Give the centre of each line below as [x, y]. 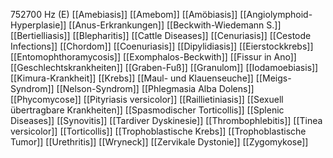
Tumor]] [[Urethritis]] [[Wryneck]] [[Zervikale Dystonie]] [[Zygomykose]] [159, 142]
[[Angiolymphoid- [276, 14]
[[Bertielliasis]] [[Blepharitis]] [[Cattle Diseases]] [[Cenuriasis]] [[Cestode [161, 35]
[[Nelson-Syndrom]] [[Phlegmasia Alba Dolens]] [155, 88]
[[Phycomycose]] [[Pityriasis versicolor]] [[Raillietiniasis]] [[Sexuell [147, 99]
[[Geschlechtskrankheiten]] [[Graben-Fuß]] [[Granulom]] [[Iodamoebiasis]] [164, 67]
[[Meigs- [273, 78]
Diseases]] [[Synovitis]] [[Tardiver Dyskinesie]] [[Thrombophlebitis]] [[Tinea [166, 120]
